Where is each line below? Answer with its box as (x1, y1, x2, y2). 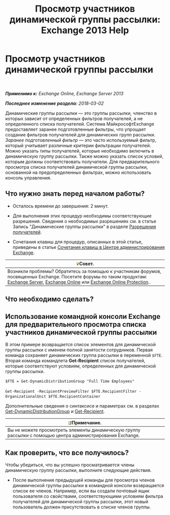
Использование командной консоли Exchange (5, 312, 161, 321)
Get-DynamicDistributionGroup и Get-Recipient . (5, 409, 105, 415)
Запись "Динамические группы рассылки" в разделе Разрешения (12, 224, 156, 230)
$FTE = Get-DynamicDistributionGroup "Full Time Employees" (5, 379, 135, 384)
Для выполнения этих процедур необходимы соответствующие (12, 212, 152, 218)
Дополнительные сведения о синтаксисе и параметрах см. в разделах (5, 403, 159, 409)
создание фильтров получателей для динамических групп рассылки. (5, 131, 156, 137)
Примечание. (71, 419, 102, 426)
